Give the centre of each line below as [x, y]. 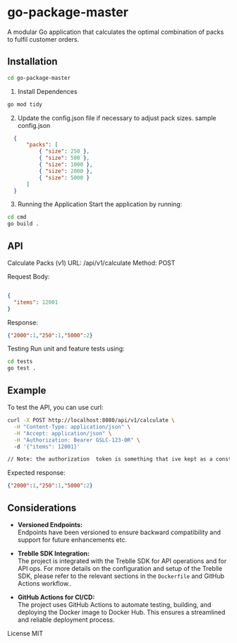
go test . [22, 368]
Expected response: [36, 473]
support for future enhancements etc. [72, 539]
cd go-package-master [39, 78]
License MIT [25, 633]
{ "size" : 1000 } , [66, 165]
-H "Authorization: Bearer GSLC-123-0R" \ [77, 440]
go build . [23, 224]
